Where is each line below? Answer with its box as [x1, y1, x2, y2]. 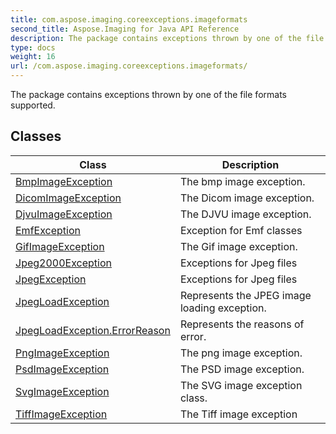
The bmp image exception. [179, 174, 306, 188]
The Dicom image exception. [179, 191, 315, 205]
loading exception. [179, 301, 267, 315]
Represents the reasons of [179, 317, 305, 331]
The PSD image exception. [179, 362, 305, 376]
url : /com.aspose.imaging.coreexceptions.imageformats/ [10, 61, 248, 71]
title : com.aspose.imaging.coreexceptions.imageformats [10, 14, 248, 25]
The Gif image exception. [179, 239, 298, 253]
